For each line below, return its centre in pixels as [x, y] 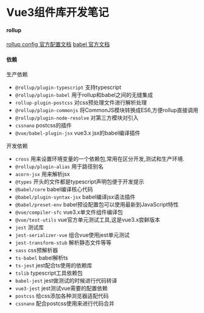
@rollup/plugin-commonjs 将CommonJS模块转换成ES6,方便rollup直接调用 [107, 110]
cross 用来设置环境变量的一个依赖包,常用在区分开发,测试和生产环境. [100, 158]
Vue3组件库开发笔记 [58, 12]
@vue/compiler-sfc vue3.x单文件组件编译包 [69, 212]
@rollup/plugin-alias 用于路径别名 [59, 166]
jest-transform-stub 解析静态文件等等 [63, 242]
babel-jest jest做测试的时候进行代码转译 [66, 280]
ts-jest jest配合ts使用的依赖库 [54, 265]
